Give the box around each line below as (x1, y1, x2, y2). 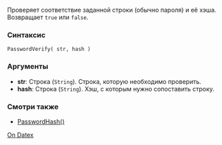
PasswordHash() (17, 117, 65, 126)
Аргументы (7, 62, 48, 71)
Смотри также (7, 102, 59, 111)
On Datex (7, 131, 34, 139)
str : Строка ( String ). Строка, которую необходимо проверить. (17, 77, 202, 85)
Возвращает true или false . (7, 13, 89, 21)
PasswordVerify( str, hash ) (7, 46, 91, 53)
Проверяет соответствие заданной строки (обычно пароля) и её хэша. (7, 6, 216, 14)
